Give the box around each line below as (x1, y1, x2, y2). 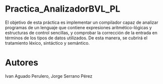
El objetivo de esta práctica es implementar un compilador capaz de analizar (5, 19, 159, 25)
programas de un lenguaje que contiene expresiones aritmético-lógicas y (5, 24, 152, 30)
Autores (5, 57, 38, 68)
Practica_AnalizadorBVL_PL (5, 3, 121, 15)
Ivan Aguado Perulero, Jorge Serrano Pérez (5, 73, 92, 79)
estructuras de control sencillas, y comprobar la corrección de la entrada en (5, 30, 158, 35)
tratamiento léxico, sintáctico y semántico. (5, 40, 90, 46)
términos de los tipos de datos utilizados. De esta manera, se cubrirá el (5, 35, 147, 41)
